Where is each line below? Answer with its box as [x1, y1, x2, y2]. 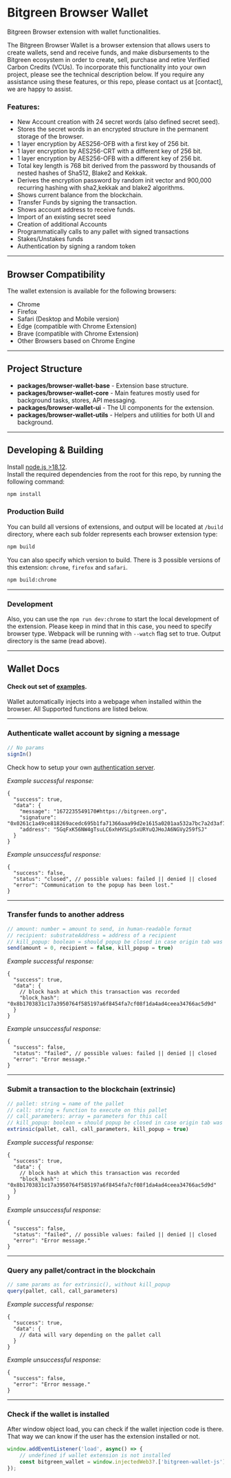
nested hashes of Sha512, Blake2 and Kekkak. [16, 169, 148, 177]
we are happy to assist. [7, 85, 73, 93]
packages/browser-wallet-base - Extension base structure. [16, 381, 189, 390]
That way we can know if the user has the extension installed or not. [7, 1433, 201, 1441]
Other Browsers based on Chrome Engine [16, 337, 135, 345]
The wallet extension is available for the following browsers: [7, 287, 177, 295]
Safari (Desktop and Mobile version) [16, 315, 120, 323]
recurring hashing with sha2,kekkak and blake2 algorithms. [16, 184, 185, 192]
